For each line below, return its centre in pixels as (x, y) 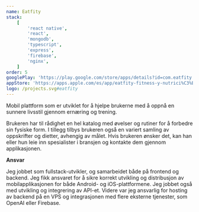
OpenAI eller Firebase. (33, 203)
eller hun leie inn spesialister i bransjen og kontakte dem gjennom (86, 142)
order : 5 (17, 72)
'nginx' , (38, 61)
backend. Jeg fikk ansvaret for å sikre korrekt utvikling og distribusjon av (95, 178)
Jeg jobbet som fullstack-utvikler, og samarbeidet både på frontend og (93, 171)
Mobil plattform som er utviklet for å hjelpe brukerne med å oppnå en (90, 105)
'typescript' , (45, 45)
